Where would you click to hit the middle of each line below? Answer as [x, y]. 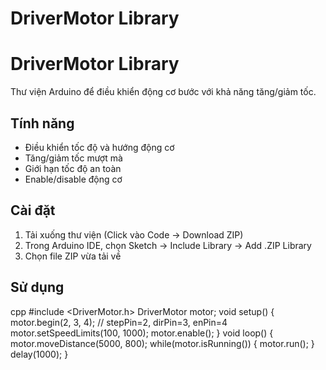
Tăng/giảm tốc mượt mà [73, 158]
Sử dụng [37, 287]
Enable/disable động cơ [73, 179]
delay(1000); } [39, 354]
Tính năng [42, 123]
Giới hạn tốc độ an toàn [73, 168]
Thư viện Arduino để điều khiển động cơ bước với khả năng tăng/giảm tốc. [163, 92]
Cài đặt [33, 210]
